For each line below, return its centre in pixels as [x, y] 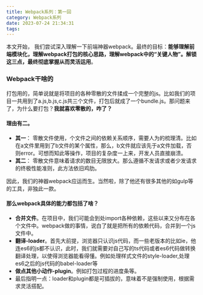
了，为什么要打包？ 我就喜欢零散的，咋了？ [59, 108]
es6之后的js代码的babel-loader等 [56, 263]
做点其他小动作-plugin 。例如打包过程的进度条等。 [77, 271]
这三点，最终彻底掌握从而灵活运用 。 [51, 62]
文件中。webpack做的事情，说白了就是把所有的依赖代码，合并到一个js [108, 225]
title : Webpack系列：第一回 [39, 12]
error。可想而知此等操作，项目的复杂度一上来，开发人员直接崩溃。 [103, 153]
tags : [13, 29]
